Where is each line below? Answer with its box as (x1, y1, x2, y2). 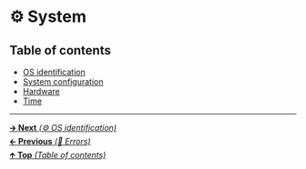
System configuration (22, 76, 104, 87)
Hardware (22, 86, 61, 96)
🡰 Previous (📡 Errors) (9, 136, 91, 146)
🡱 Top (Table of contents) (9, 150, 107, 160)
